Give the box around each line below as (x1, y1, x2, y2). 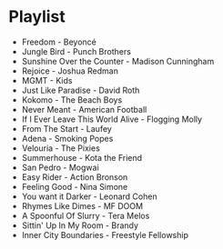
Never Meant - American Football (21, 104, 147, 115)
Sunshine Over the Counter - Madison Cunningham (21, 55, 215, 66)
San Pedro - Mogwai (21, 162, 99, 173)
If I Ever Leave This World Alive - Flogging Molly (21, 114, 202, 124)
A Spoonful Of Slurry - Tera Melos (21, 210, 150, 221)
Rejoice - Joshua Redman (21, 65, 119, 76)
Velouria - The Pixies (21, 143, 101, 154)
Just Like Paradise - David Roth (21, 85, 140, 95)
